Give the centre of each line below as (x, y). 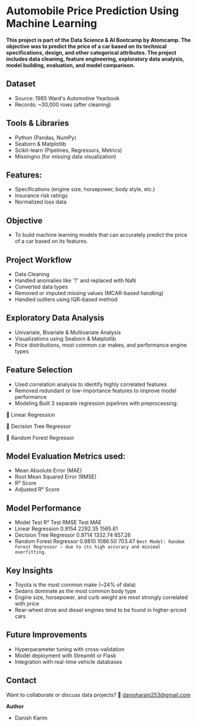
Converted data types (41, 287)
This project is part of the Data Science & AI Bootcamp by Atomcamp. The (98, 40)
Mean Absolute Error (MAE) (48, 471)
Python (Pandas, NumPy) (46, 137)
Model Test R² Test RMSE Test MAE (58, 522)
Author (15, 706)
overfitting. (31, 552)
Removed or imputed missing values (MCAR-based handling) (89, 293)
